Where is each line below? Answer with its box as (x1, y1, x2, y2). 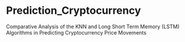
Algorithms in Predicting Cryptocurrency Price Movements (6, 29, 147, 36)
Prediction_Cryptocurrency (6, 4, 141, 17)
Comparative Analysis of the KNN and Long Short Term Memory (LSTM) (6, 23, 180, 30)
